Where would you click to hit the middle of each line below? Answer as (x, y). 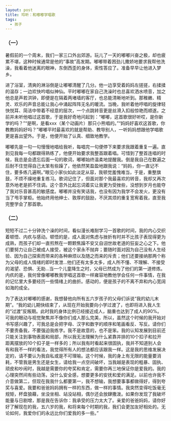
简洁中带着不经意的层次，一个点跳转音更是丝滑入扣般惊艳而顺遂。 (92, 110)
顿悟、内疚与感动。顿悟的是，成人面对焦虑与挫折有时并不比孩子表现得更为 (88, 237)
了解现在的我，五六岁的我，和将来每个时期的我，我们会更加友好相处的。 (85, 406)
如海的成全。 (19, 288)
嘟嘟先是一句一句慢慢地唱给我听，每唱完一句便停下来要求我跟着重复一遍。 (83, 147)
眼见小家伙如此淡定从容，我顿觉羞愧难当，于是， (96, 172)
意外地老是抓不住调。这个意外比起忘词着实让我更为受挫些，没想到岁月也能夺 (85, 185)
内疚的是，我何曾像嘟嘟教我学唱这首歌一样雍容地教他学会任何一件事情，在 (83, 275)
